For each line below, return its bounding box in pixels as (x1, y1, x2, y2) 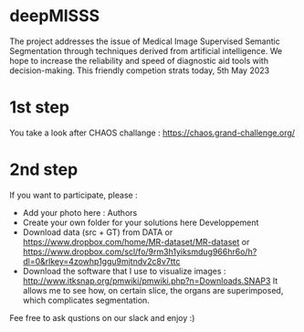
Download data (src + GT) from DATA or (22, 226, 173, 238)
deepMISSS (9, 5, 100, 27)
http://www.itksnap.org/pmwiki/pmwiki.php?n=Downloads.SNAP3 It (22, 275, 278, 286)
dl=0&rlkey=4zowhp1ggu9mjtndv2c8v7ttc (22, 255, 181, 266)
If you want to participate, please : (9, 189, 139, 200)
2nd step (9, 159, 79, 180)
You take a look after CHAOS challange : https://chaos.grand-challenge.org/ (9, 127, 295, 138)
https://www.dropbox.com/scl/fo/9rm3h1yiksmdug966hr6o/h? (22, 246, 257, 257)
